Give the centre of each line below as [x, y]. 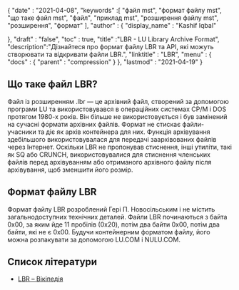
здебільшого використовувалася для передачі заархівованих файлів [112, 139]
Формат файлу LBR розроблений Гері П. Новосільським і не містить [111, 209]
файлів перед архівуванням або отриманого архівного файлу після [110, 162]
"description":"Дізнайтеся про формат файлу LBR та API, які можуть [111, 47]
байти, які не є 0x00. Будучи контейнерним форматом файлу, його [109, 232]
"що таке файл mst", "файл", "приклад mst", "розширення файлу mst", [113, 18]
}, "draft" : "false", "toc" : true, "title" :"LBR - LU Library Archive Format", [113, 39]
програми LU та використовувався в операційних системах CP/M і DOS [117, 109]
